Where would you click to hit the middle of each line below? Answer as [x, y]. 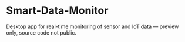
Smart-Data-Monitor [57, 11]
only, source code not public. [41, 32]
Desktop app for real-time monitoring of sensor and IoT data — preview [92, 26]
